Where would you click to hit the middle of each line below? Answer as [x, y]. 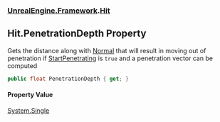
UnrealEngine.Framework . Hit [59, 11]
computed [22, 65]
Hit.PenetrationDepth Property [77, 34]
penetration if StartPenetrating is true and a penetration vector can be [110, 58]
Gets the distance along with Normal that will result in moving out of [107, 50]
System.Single [28, 110]
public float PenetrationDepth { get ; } [68, 79]
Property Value [30, 95]
